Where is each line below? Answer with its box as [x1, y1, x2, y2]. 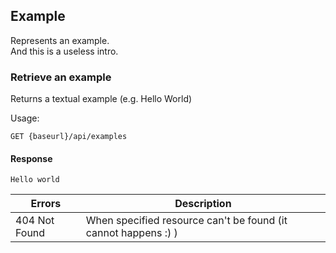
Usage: [10, 112, 40, 124]
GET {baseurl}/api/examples [10, 132, 128, 142]
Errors [30, 197, 62, 211]
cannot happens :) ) [85, 226, 178, 240]
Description [174, 197, 232, 211]
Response [10, 152, 53, 164]
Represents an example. [10, 34, 110, 46]
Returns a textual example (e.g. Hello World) [10, 93, 193, 105]
